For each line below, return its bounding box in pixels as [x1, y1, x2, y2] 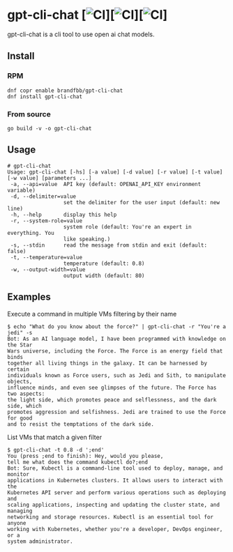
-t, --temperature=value [10, 254, 82, 261]
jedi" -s [7, 329, 33, 336]
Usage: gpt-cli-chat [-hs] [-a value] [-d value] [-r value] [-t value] [7, 168, 223, 176]
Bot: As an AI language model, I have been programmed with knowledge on [7, 335, 227, 342]
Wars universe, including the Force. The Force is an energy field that [7, 347, 223, 355]
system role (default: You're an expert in [63, 223, 192, 230]
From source [7, 109, 51, 118]
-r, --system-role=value [10, 217, 82, 224]
